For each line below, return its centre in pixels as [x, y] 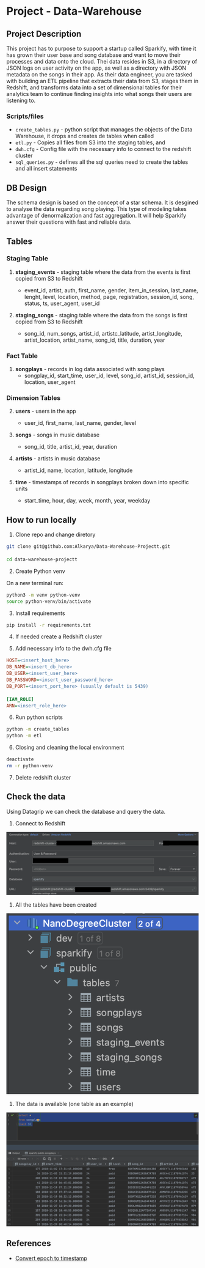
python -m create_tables [38, 729]
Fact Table [22, 356]
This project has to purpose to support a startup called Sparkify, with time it [101, 48]
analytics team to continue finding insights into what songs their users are [99, 94]
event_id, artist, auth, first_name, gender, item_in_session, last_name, [111, 290]
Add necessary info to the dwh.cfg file [63, 649]
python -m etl [24, 736]
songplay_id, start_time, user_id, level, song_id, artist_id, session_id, [110, 376]
